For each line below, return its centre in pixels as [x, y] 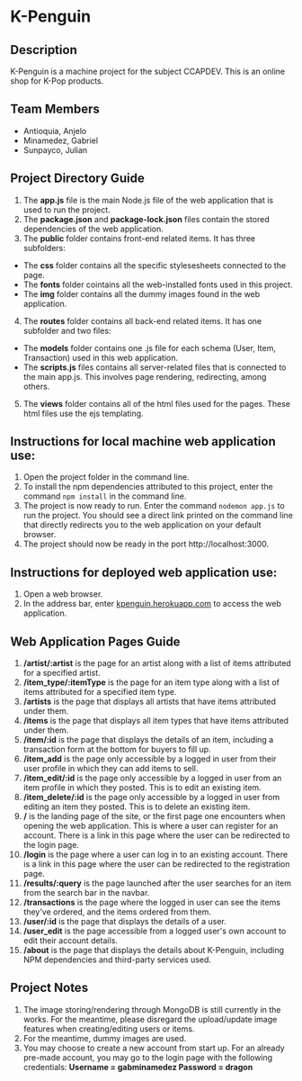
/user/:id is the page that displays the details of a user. [125, 922]
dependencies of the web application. [93, 229]
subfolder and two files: [67, 330]
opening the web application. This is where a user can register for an [151, 826]
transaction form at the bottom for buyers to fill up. [117, 750]
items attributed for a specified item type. [100, 692]
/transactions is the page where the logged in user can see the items [152, 903]
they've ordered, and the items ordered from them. [117, 912]
